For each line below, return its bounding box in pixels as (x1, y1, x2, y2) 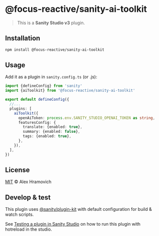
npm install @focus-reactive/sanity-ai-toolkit (5, 47, 105, 52)
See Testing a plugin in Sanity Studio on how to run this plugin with (5, 221, 141, 227)
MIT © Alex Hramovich (5, 179, 52, 185)
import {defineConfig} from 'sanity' (5, 83, 83, 88)
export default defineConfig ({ (5, 97, 69, 102)
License (5, 165, 30, 174)
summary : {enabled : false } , (23, 129, 80, 134)
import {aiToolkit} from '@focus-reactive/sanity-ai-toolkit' (5, 88, 135, 93)
